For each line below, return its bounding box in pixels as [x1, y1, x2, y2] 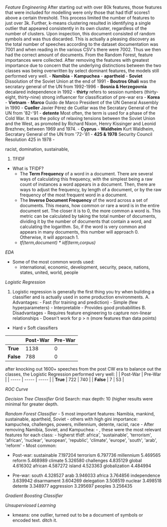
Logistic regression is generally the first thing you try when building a [12, 289, 155, 294]
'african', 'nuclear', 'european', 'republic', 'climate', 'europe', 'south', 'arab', [5, 437, 158, 443]
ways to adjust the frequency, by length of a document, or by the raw [19, 187, 162, 192]
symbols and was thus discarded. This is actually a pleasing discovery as [5, 36, 155, 42]
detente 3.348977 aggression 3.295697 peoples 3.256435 [12, 483, 133, 489]
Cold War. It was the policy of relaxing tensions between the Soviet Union [5, 116, 156, 121]
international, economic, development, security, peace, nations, [19, 264, 150, 270]
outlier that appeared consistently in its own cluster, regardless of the [5, 25, 147, 31]
